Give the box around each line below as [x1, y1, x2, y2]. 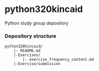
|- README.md [13, 48, 41, 53]
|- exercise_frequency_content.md [22, 57, 94, 62]
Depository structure [4, 32, 57, 39]
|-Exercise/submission [13, 61, 61, 66]
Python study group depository [4, 20, 69, 26]
